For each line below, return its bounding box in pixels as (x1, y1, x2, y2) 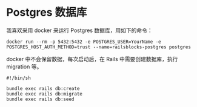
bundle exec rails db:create (6, 85, 80, 91)
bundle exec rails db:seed (6, 96, 75, 102)
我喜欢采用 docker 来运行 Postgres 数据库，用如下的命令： (6, 27, 153, 34)
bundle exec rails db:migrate (6, 91, 83, 97)
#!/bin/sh (6, 75, 32, 81)
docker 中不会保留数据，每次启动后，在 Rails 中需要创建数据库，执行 (6, 55, 178, 62)
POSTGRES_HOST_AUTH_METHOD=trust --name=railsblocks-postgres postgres (6, 44, 191, 50)
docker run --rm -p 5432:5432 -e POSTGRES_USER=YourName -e (6, 39, 162, 45)
